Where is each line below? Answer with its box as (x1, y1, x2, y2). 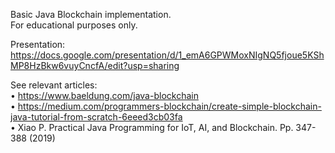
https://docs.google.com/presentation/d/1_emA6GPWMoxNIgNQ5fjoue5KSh (10, 49, 325, 61)
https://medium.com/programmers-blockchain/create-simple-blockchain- (17, 100, 322, 112)
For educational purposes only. (10, 19, 138, 31)
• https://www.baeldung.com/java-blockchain (10, 90, 199, 101)
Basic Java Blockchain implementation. (10, 9, 172, 20)
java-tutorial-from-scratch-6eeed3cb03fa (10, 111, 183, 123)
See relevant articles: (10, 79, 98, 91)
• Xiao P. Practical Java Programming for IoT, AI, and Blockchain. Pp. (10, 122, 294, 133)
